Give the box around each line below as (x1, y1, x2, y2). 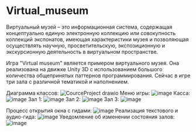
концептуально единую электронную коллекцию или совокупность (6, 29, 176, 36)
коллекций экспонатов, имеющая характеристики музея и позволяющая (6, 36, 189, 43)
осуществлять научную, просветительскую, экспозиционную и (6, 42, 166, 49)
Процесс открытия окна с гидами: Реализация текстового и (6, 107, 178, 114)
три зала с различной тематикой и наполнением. (6, 78, 129, 85)
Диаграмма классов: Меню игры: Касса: (6, 89, 190, 96)
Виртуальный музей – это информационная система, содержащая (6, 23, 173, 30)
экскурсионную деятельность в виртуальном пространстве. (6, 48, 159, 55)
